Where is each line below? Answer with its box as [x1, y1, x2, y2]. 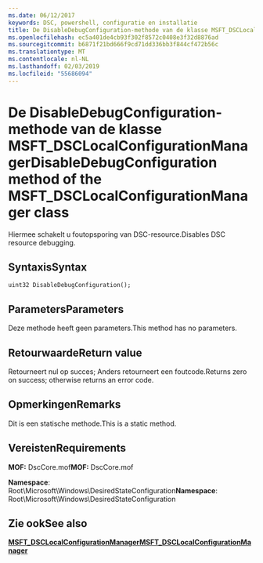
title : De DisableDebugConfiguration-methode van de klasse [8, 26, 209, 34]
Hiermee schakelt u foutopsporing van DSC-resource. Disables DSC [8, 229, 225, 239]
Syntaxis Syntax [8, 260, 88, 274]
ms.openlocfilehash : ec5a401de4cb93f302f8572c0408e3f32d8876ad [8, 33, 219, 42]
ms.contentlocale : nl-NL [8, 56, 89, 64]
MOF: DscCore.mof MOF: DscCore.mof [8, 462, 134, 471]
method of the [8, 170, 102, 188]
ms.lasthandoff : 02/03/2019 [8, 63, 100, 71]
